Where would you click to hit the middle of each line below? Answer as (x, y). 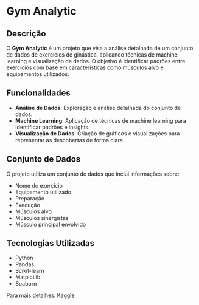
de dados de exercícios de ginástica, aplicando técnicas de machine (92, 55)
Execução (28, 205)
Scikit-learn (30, 271)
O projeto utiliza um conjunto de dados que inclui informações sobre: (93, 174)
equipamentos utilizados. (38, 74)
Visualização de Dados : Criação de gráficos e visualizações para (97, 133)
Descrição (26, 34)
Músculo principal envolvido (51, 224)
